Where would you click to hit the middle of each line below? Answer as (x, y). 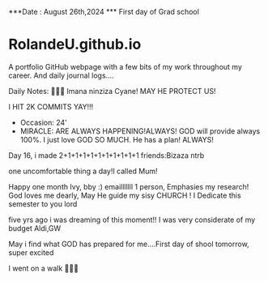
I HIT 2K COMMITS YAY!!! (51, 106)
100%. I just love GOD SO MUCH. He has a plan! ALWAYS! (117, 139)
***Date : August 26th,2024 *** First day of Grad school (104, 12)
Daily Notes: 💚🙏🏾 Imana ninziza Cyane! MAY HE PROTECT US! (112, 91)
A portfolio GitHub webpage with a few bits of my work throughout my (125, 66)
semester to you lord (43, 204)
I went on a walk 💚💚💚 (44, 268)
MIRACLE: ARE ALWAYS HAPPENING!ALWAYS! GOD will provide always (140, 131)
